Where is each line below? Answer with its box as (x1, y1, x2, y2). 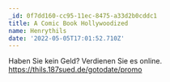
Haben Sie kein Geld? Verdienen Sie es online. (8, 56, 163, 66)
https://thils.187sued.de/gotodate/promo (8, 65, 142, 75)
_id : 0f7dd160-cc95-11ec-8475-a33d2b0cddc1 (8, 11, 158, 20)
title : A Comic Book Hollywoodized (8, 19, 129, 27)
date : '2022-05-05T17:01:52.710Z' (8, 34, 125, 43)
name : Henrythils (8, 27, 67, 35)
